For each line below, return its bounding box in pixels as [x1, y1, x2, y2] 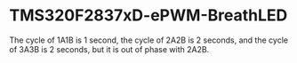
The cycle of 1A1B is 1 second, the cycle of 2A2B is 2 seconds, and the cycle [9, 35, 289, 45]
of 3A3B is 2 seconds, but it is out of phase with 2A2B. [9, 43, 210, 54]
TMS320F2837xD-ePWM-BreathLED [9, 5, 288, 26]
